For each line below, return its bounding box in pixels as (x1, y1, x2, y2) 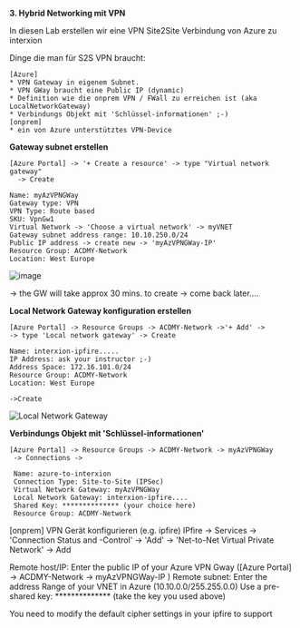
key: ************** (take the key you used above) (37, 591, 227, 602)
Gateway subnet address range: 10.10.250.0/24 (9, 231, 189, 240)
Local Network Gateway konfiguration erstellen (9, 306, 192, 316)
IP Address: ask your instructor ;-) (9, 355, 152, 364)
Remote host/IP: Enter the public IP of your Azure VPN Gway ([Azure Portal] (9, 562, 292, 573)
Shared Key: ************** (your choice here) (13, 501, 197, 510)
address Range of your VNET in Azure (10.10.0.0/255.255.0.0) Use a (9, 581, 262, 592)
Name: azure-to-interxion (13, 469, 111, 478)
